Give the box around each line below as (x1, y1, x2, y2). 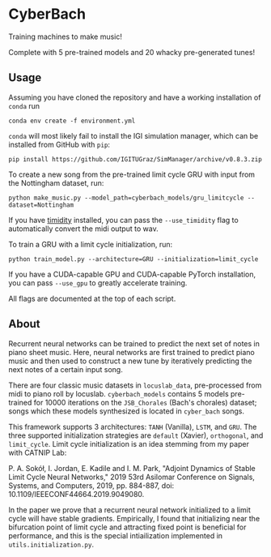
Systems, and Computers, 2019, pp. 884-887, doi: (8, 480, 175, 491)
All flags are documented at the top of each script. (8, 293, 176, 303)
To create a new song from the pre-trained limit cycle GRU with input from (8, 169, 256, 179)
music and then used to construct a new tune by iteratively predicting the (8, 356, 252, 366)
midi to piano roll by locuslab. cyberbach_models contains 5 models (8, 388, 229, 398)
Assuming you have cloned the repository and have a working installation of (8, 92, 261, 102)
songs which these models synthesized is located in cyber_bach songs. (8, 406, 245, 416)
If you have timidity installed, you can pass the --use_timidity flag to (8, 215, 239, 225)
